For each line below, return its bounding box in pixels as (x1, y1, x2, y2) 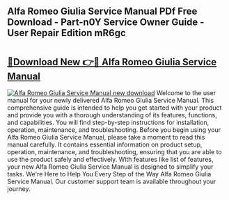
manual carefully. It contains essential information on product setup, (7, 140, 203, 149)
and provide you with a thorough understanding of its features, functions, (7, 111, 218, 119)
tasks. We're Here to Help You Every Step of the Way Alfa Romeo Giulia (7, 170, 212, 178)
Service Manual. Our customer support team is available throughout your (7, 177, 216, 185)
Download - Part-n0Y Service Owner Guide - (7, 17, 205, 28)
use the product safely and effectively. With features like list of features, (7, 156, 214, 163)
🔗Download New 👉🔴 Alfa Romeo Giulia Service (7, 56, 217, 68)
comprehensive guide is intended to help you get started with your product (7, 103, 222, 112)
